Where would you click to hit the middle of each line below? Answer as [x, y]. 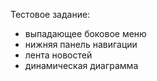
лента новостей [58, 55]
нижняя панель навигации [81, 44]
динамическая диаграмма [81, 65]
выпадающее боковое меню [85, 33]
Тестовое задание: [50, 14]
